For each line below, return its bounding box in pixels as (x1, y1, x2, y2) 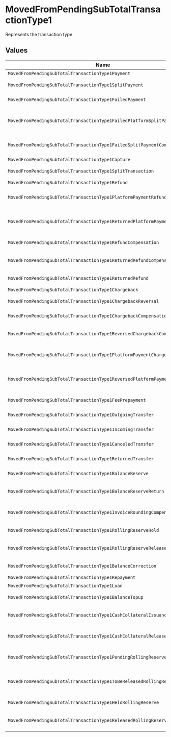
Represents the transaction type (5, 31, 73, 37)
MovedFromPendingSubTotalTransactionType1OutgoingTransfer (8, 412, 154, 417)
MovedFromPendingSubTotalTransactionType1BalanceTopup (8, 594, 144, 600)
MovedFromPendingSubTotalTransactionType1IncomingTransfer (8, 426, 154, 432)
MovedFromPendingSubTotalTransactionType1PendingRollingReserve (8, 654, 167, 660)
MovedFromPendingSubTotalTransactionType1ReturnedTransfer (8, 456, 154, 461)
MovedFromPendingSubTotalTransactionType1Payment (8, 70, 131, 76)
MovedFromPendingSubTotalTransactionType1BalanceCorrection (8, 563, 157, 569)
